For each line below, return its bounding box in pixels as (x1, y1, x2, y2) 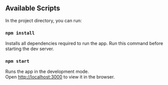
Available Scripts (5, 4, 60, 13)
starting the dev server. (5, 46, 54, 52)
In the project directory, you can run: (5, 17, 82, 23)
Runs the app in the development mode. (5, 68, 89, 75)
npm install (5, 30, 35, 36)
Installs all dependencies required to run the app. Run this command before (5, 40, 163, 47)
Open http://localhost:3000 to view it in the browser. (5, 74, 115, 80)
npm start (5, 58, 30, 64)
